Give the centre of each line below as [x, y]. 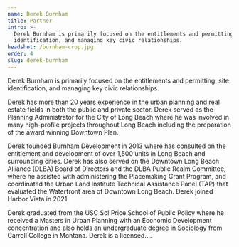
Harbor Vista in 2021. [38, 199]
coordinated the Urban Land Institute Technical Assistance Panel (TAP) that [118, 184]
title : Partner [30, 21]
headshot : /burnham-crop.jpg [51, 47]
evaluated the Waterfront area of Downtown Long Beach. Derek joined [110, 191]
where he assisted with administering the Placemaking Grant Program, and [117, 176]
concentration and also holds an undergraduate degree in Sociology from [115, 228]
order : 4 [20, 54]
